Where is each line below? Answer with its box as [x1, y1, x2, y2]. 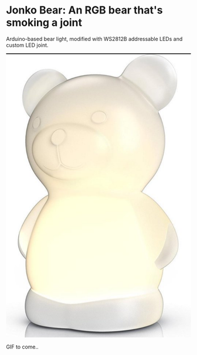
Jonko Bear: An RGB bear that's [6, 4, 163, 17]
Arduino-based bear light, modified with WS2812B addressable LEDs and [6, 35, 183, 42]
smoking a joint [6, 16, 82, 29]
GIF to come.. [6, 343, 39, 350]
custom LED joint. [6, 42, 49, 49]
